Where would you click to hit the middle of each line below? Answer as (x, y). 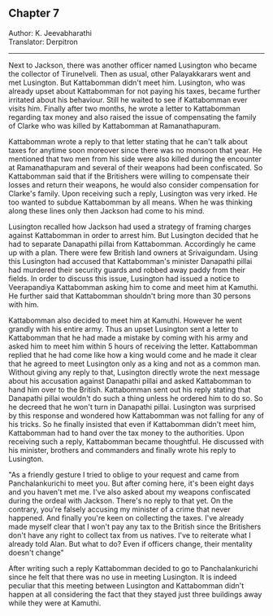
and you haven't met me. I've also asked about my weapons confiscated (129, 491)
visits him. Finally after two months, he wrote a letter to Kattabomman (125, 108)
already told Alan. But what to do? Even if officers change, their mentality (131, 543)
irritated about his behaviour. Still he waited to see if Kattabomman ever (128, 99)
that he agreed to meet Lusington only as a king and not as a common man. (135, 363)
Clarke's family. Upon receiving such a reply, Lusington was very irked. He (133, 193)
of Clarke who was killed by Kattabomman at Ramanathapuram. (115, 125)
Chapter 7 (34, 13)
